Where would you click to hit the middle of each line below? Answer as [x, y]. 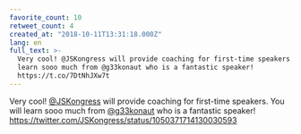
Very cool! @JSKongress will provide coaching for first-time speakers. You [147, 101]
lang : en [26, 42]
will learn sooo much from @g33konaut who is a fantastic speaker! [133, 110]
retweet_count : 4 [42, 26]
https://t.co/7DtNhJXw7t [64, 76]
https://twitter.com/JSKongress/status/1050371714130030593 [123, 120]
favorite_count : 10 [46, 17]
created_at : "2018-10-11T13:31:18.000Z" [86, 34]
